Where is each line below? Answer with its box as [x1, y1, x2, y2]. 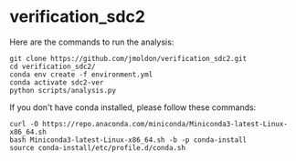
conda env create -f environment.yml [9, 70, 153, 79]
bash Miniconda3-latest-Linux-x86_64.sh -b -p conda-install [9, 135, 248, 145]
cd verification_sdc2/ [9, 62, 96, 71]
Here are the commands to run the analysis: [9, 36, 174, 47]
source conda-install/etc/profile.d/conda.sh [9, 143, 185, 152]
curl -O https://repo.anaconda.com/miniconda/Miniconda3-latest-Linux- [9, 119, 288, 128]
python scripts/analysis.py [9, 86, 117, 95]
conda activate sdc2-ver [9, 77, 104, 87]
